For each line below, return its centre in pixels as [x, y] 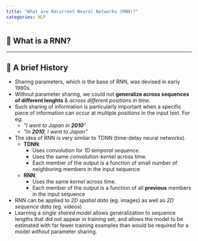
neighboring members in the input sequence [86, 169]
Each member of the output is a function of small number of [105, 163]
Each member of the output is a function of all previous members [112, 188]
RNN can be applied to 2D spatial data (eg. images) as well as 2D [94, 200]
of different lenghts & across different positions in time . [82, 101]
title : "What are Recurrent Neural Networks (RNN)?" [72, 11]
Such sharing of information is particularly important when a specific [98, 107]
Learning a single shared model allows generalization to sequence [95, 213]
